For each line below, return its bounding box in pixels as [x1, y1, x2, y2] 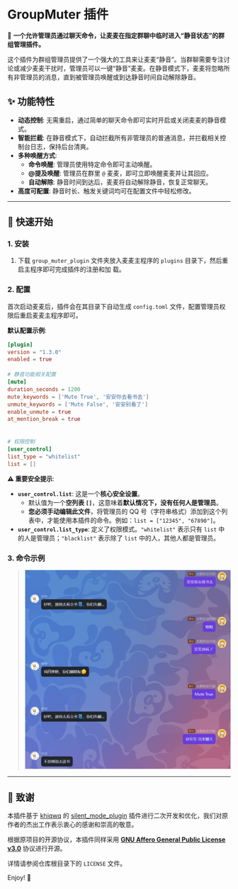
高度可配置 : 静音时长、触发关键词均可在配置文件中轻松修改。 [17, 186, 195, 195]
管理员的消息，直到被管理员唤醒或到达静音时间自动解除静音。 [19, 72, 200, 81]
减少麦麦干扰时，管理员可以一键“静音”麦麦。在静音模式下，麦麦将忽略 [19, 64, 225, 72]
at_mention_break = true [7, 416, 81, 423]
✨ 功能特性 [7, 96, 55, 108]
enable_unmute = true [7, 408, 72, 415]
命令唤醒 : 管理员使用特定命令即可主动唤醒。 [28, 160, 157, 169]
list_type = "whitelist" [7, 453, 81, 460]
